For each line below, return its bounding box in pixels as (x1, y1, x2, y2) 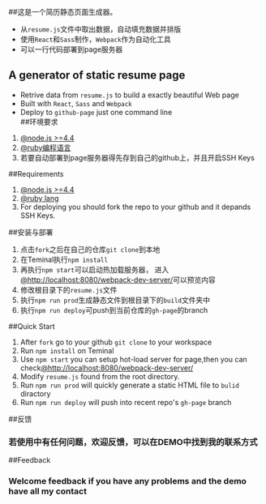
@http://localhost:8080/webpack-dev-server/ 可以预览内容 (19, 275, 217, 284)
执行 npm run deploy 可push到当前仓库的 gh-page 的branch (19, 305, 208, 314)
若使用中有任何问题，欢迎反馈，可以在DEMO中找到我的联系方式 (8, 436, 258, 447)
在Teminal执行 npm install (19, 254, 108, 264)
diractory (19, 388, 51, 399)
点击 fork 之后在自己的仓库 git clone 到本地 (19, 244, 161, 254)
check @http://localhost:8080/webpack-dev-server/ (19, 363, 194, 373)
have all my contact (8, 485, 88, 497)
